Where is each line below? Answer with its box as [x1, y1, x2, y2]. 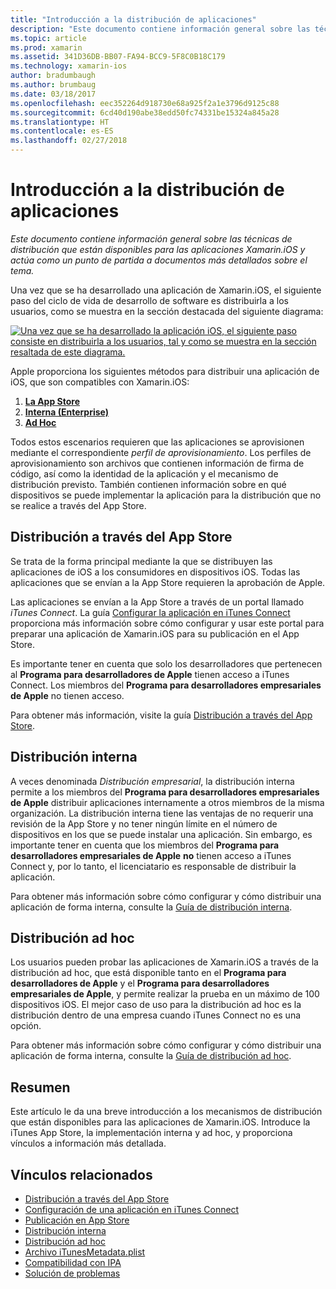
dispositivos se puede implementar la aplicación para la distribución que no [10, 489, 322, 501]
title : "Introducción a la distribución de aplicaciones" [10, 14, 257, 25]
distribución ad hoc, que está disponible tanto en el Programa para [10, 967, 287, 979]
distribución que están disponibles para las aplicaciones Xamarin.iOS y [10, 243, 306, 255]
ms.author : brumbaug [10, 80, 97, 90]
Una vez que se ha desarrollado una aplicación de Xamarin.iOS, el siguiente [10, 284, 322, 296]
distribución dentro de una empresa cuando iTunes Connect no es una [10, 1009, 302, 1021]
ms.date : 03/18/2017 [10, 89, 97, 99]
